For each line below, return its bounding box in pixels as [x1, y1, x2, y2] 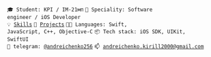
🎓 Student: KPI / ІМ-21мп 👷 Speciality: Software [7, 6, 153, 13]
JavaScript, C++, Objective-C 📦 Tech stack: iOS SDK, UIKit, [7, 28, 186, 35]
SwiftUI [7, 36, 29, 43]
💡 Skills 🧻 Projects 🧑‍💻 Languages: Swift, [7, 21, 128, 28]
